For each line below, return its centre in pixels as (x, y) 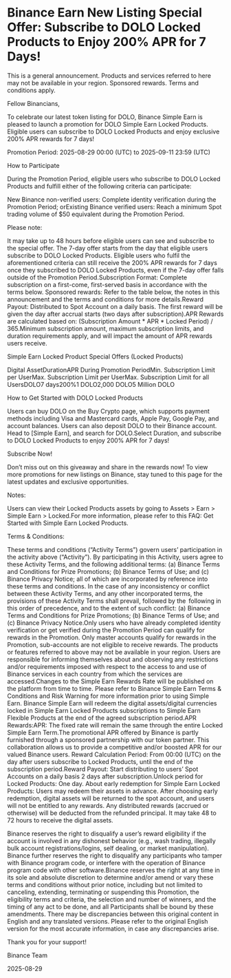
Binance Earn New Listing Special (105, 13)
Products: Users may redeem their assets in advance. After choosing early (112, 791)
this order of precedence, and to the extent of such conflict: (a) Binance (109, 608)
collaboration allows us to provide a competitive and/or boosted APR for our (114, 747)
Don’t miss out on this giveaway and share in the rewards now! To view (108, 467)
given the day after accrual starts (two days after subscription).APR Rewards (115, 314)
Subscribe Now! (30, 454)
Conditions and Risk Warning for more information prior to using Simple (108, 696)
